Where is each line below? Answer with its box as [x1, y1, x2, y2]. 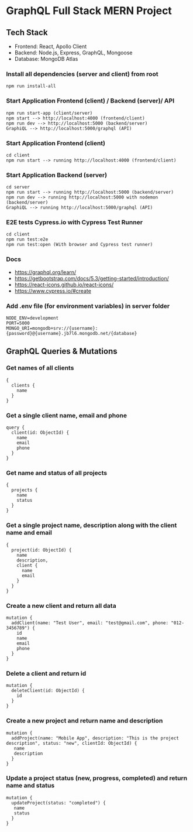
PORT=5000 [6, 320, 30, 326]
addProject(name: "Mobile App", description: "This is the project [11, 735, 180, 741]
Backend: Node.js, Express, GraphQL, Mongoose [14, 49, 133, 56]
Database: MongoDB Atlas [14, 56, 78, 62]
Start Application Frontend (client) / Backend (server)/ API [6, 97, 174, 105]
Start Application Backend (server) [6, 171, 107, 179]
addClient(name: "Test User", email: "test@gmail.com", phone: [11, 619, 168, 626]
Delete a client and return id [6, 669, 87, 677]
